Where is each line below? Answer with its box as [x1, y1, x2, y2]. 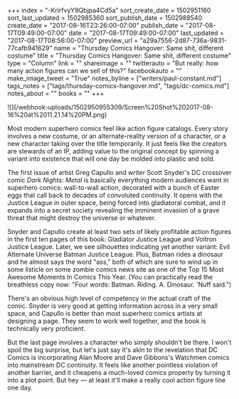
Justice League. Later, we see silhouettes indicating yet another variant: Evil [7, 243, 230, 251]
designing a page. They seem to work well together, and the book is [7, 316, 206, 325]
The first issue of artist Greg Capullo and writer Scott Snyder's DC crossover [7, 169, 232, 176]
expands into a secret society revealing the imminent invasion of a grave [7, 206, 220, 214]
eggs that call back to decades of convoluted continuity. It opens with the [7, 191, 223, 199]
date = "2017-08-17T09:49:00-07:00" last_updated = [68, 28, 224, 37]
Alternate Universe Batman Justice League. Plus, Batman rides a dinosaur [7, 250, 224, 258]
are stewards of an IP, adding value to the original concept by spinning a [7, 147, 219, 155]
